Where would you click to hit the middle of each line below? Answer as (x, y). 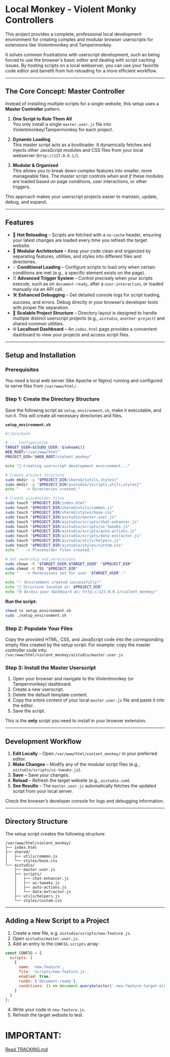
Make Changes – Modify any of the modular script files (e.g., (76, 764)
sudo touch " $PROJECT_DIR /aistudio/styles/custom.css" (64, 545)
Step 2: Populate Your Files (39, 628)
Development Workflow (44, 741)
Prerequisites (22, 369)
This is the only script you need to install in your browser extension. (76, 721)
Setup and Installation (40, 355)
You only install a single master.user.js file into (62, 124)
